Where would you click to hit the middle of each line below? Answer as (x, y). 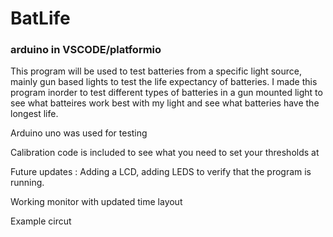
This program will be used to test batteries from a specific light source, (156, 71)
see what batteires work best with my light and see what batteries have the (165, 103)
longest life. (34, 114)
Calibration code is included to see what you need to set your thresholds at (165, 153)
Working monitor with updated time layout (96, 202)
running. (27, 183)
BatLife (40, 18)
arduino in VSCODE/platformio (86, 50)
